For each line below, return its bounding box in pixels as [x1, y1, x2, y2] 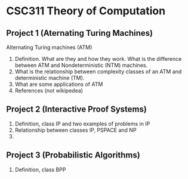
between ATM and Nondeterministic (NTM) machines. [14, 61, 148, 69]
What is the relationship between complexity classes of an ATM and [14, 68, 182, 75]
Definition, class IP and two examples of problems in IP [14, 120, 150, 127]
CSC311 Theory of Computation [6, 4, 166, 18]
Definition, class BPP [14, 166, 66, 173]
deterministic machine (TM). [14, 75, 85, 81]
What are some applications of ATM [14, 81, 103, 88]
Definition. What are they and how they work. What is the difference [14, 55, 182, 62]
